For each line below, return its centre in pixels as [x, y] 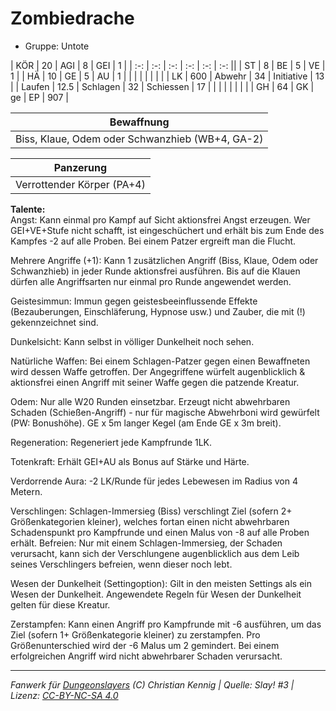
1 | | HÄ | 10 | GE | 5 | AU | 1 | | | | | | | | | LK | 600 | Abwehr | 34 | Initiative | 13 [167, 76]
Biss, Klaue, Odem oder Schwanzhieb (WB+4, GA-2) [139, 139]
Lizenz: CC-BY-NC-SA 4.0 [64, 695]
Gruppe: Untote [57, 46]
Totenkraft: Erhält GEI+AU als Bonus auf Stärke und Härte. [130, 461]
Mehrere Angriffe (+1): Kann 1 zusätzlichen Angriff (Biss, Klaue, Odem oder [164, 260]
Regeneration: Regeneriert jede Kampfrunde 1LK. [111, 442]
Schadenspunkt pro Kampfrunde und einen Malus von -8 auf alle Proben [160, 532]
